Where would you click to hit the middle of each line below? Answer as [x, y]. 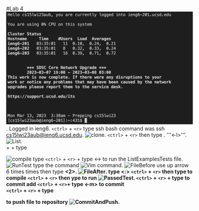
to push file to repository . [63, 202]
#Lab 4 [15, 9]
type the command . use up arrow [111, 165]
